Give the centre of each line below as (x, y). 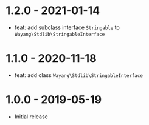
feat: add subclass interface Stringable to (67, 27)
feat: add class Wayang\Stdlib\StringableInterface (79, 75)
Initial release (31, 117)
